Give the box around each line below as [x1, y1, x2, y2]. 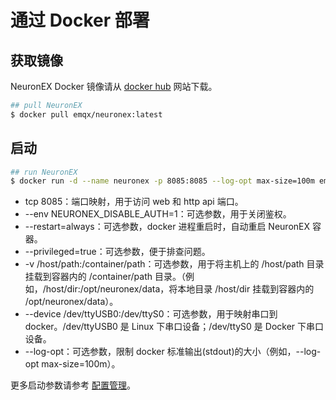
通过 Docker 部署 [10, 9, 150, 32]
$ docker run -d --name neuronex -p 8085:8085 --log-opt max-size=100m [10, 176, 315, 186]
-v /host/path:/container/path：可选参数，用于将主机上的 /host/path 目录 [24, 258, 325, 270]
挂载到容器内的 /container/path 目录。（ [24, 271, 186, 283]
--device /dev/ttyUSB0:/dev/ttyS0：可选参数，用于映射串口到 [24, 308, 278, 320]
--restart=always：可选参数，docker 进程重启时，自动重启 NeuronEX [24, 221, 311, 233]
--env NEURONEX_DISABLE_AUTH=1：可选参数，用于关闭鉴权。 [24, 208, 292, 220]
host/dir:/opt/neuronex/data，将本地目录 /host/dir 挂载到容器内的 [45, 283, 315, 295]
